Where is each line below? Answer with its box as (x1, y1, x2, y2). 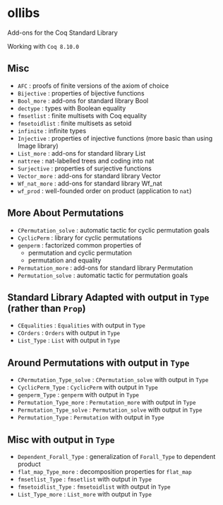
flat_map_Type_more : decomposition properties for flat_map (17, 468, 192, 475)
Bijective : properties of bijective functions (17, 88, 145, 97)
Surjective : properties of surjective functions (17, 164, 152, 173)
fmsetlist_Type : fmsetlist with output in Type (17, 475, 152, 483)
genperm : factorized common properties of (17, 240, 142, 249)
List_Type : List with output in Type (17, 336, 121, 344)
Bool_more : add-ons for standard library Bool (17, 96, 149, 105)
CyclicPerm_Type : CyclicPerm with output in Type (17, 383, 159, 392)
